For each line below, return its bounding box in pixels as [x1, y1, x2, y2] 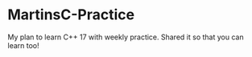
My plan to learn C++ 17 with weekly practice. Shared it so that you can [7, 32, 244, 42]
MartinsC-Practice [7, 6, 134, 24]
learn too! [7, 40, 39, 50]
